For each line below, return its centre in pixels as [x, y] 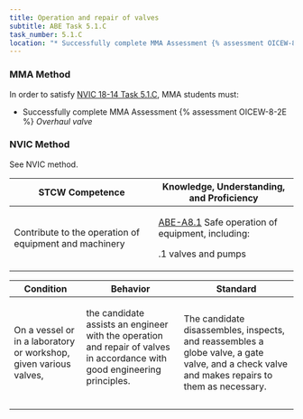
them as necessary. [225, 386]
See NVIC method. [44, 164]
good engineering [124, 369]
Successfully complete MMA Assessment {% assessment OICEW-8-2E [154, 112]
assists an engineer [127, 324]
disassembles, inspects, [234, 330]
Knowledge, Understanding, [224, 186]
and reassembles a [224, 341]
